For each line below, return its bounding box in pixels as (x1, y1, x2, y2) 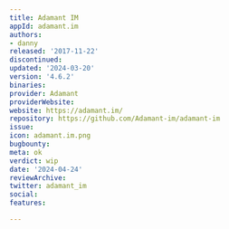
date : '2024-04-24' (9, 165, 83, 174)
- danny (9, 38, 39, 48)
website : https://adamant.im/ (9, 106, 124, 115)
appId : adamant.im (9, 22, 79, 31)
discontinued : (9, 55, 63, 64)
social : (9, 190, 39, 199)
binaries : (9, 81, 47, 90)
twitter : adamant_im (9, 182, 88, 191)
